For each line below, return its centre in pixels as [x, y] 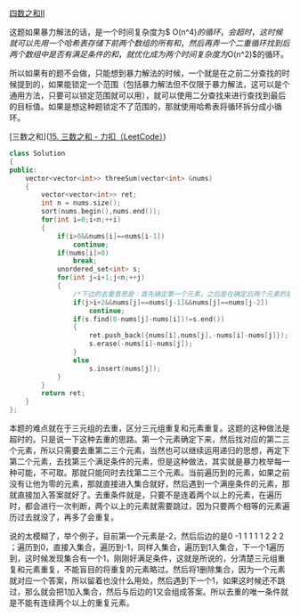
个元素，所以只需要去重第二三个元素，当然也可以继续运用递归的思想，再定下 [150, 450]
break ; [85, 261]
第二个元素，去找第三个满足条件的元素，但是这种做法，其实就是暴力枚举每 [146, 462]
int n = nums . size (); [81, 203]
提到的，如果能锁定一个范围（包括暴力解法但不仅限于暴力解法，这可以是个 [153, 84]
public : [24, 170]
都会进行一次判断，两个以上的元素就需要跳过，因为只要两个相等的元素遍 [157, 506]
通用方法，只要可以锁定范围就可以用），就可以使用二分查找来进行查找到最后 [148, 95]
